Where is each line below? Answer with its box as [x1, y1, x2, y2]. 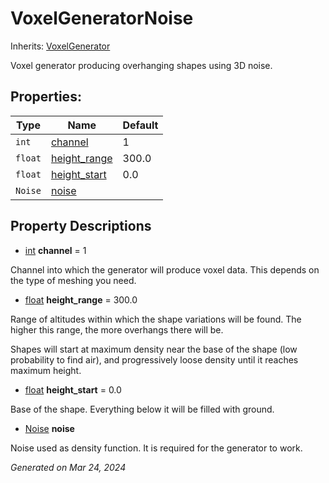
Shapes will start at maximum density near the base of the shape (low [10, 343, 298, 355]
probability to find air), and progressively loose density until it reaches [10, 353, 299, 366]
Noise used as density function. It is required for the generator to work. [10, 442, 303, 454]
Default [122, 118, 159, 132]
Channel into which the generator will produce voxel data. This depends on [10, 263, 320, 276]
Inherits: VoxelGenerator [10, 40, 111, 52]
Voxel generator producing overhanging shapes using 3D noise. [10, 59, 273, 71]
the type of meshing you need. [10, 274, 137, 286]
